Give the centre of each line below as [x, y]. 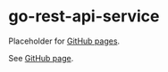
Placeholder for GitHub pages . [64, 41]
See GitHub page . [41, 58]
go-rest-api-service [84, 16]
